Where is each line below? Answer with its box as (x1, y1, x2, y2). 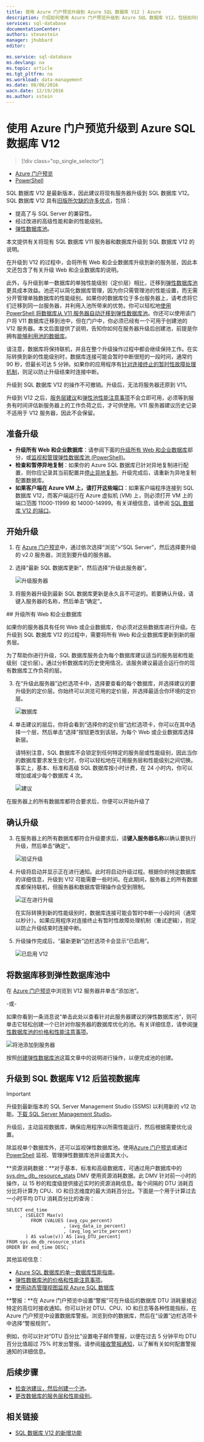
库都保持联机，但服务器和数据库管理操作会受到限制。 (15, 883, 149, 891)
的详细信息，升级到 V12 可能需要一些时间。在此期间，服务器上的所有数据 (15, 876, 198, 883)
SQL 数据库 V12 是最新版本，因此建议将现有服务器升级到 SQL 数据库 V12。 (6, 189, 193, 197)
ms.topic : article (6, 65, 53, 71)
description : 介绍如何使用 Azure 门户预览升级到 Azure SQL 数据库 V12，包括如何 (6, 15, 197, 21)
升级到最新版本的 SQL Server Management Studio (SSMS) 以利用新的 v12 (6, 1102, 189, 1110)
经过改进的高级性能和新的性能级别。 (15, 217, 106, 225)
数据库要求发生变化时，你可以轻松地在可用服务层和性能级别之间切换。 (20, 757, 196, 764)
